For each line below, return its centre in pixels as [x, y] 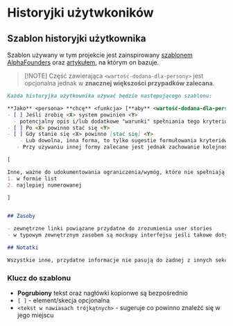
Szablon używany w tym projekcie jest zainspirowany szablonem [100, 55]
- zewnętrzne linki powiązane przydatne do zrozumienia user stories [110, 229]
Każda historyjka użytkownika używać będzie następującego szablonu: [110, 96]
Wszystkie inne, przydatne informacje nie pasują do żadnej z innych [110, 260]
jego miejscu [35, 315]
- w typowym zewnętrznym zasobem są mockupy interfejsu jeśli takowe [110, 235]
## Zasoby [21, 216]
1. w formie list [32, 178]
